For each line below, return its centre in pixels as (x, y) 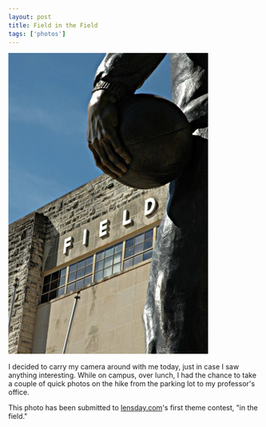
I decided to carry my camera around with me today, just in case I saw (124, 367)
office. (19, 393)
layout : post (30, 17)
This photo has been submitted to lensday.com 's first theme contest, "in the (133, 408)
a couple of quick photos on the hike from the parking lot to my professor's (132, 384)
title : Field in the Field (53, 25)
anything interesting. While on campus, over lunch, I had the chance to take (133, 375)
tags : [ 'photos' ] (37, 34)
